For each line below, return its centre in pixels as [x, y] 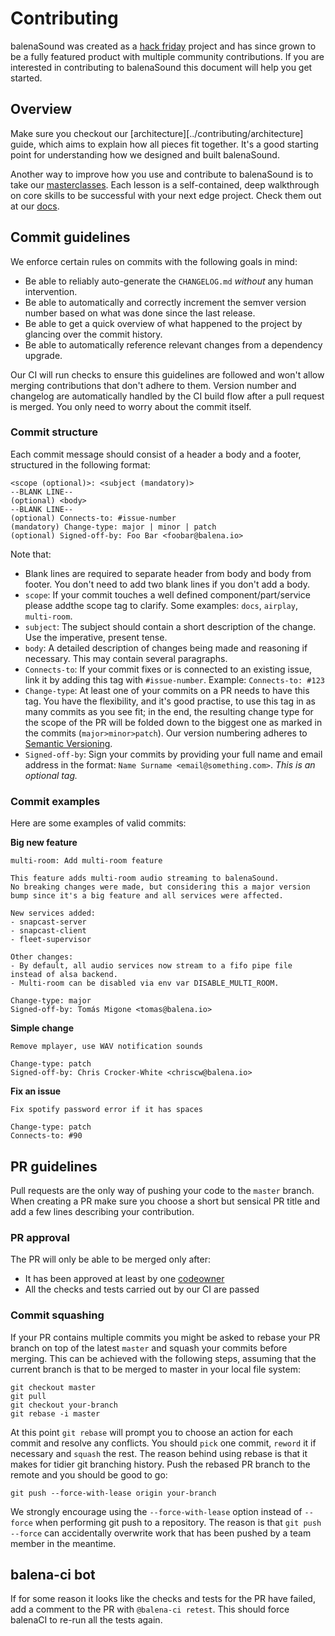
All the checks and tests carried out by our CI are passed [142, 1289]
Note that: [31, 554]
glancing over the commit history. [93, 334]
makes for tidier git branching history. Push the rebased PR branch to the [160, 1464]
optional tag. [51, 775]
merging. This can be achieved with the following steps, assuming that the [163, 1358]
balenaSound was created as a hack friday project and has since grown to [163, 46]
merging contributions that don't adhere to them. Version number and [153, 385]
